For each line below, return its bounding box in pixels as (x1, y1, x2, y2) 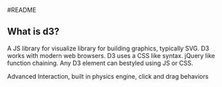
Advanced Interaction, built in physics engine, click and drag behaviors (7, 72, 209, 80)
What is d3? (7, 26, 60, 37)
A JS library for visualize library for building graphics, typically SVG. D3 (7, 44, 210, 52)
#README (7, 6, 37, 14)
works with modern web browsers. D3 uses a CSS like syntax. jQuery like (7, 51, 215, 59)
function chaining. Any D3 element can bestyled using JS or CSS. (7, 59, 194, 67)
